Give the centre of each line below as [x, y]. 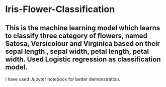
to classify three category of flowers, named [76, 35]
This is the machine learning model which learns [83, 28]
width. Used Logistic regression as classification [83, 59]
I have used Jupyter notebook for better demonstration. [63, 79]
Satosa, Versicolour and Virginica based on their [82, 43]
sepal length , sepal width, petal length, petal [77, 51]
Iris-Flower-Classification [60, 9]
